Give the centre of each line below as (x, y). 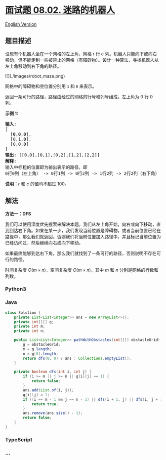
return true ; (45, 404)
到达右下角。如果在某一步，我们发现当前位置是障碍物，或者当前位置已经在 (85, 230)
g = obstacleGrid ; (42, 345)
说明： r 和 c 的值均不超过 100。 (37, 184)
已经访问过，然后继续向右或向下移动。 (44, 243)
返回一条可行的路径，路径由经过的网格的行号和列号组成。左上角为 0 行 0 (79, 96)
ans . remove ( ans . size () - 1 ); (53, 413)
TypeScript (19, 439)
